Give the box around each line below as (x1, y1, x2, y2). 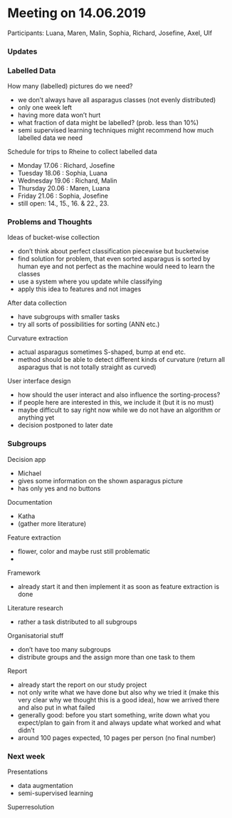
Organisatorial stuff (7, 631, 64, 640)
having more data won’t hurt (17, 111, 101, 119)
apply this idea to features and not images (17, 285, 142, 293)
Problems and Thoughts (7, 217, 93, 227)
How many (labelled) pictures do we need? (7, 82, 133, 91)
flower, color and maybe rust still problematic (17, 547, 151, 555)
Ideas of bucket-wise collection (7, 233, 100, 242)
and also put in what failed (17, 703, 95, 712)
